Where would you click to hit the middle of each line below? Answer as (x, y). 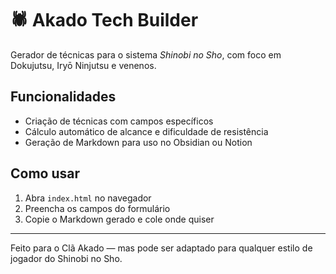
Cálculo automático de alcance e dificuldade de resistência (146, 131)
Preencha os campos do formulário (97, 208)
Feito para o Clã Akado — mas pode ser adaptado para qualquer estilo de (161, 248)
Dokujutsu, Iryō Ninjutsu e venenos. (83, 65)
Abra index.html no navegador (88, 198)
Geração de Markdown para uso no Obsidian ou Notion (138, 142)
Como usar (45, 173)
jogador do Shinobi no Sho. (66, 258)
